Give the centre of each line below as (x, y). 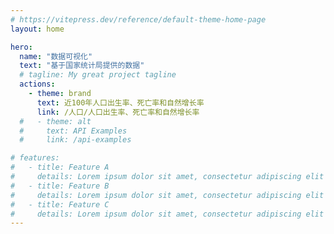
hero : (21, 47)
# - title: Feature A (60, 167)
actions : (37, 84)
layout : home (37, 29)
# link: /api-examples (75, 140)
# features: (35, 158)
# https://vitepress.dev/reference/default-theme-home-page (138, 19)
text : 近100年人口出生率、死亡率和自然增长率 (120, 102)
